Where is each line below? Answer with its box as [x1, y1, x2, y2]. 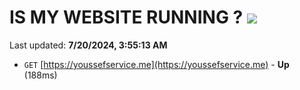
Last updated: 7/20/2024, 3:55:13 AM [9, 39, 168, 51]
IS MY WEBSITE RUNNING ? [9, 6, 244, 29]
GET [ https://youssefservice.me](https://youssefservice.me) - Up [23, 58, 290, 70]
